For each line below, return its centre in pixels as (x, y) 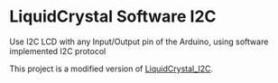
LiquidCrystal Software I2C (113, 17)
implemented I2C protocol (58, 51)
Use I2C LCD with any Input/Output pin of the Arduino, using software (139, 41)
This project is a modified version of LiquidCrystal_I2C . (111, 69)
